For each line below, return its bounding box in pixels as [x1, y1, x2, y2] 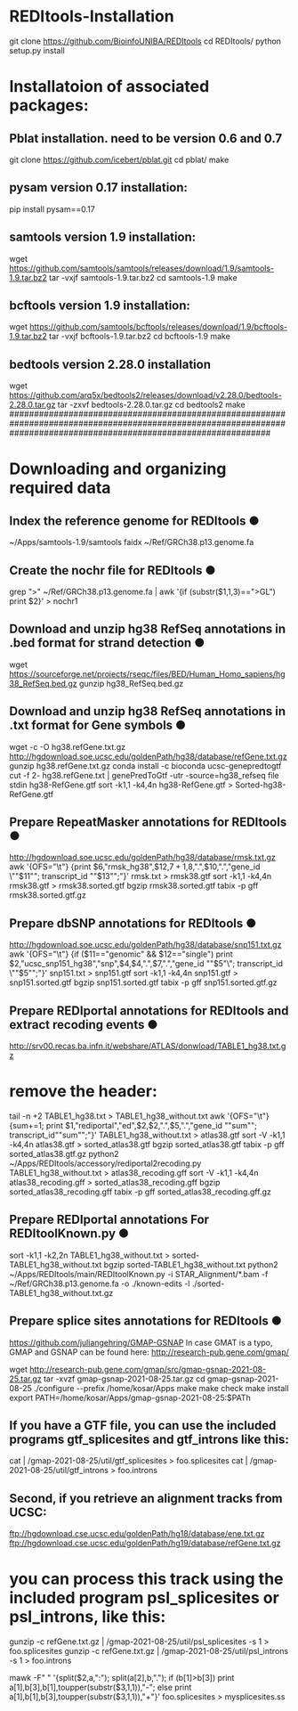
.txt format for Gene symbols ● [9, 718, 187, 733]
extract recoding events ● [9, 1017, 158, 1032]
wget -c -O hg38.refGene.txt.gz [9, 741, 126, 752]
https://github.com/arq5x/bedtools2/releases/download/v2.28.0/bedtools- [9, 390, 282, 401]
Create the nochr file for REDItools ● [9, 563, 216, 578]
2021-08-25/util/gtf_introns [9, 1465, 109, 1476]
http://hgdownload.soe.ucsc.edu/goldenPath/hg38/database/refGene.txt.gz [9, 751, 287, 762]
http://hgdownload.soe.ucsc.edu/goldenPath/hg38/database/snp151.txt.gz [9, 940, 282, 950]
